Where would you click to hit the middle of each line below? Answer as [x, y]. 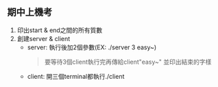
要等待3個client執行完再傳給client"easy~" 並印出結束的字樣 [128, 62]
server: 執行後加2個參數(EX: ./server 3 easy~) [92, 47]
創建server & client [44, 38]
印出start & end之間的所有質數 [60, 30]
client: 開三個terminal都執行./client [76, 76]
